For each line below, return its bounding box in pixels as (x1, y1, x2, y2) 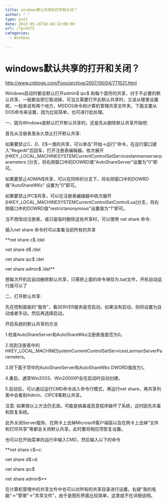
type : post (5, 17, 28, 22)
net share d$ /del (5, 246, 41, 253)
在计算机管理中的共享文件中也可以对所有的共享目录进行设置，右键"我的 (5, 486, 152, 492)
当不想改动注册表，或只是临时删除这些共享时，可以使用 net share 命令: (5, 216, 151, 222)
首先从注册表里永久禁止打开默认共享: (5, 130, 81, 136)
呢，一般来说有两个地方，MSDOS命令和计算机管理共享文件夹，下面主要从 (5, 102, 157, 108)
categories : (5, 31, 30, 36)
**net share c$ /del (5, 236, 45, 242)
